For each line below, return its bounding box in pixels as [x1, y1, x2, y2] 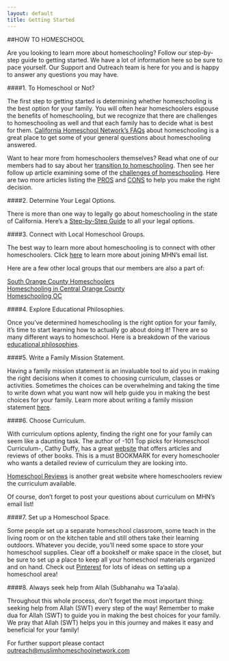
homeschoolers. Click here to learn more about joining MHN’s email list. [7, 251, 208, 259]
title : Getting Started [7, 16, 75, 23]
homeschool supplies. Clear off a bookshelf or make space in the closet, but [7, 548, 222, 556]
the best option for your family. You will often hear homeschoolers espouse [7, 104, 219, 112]
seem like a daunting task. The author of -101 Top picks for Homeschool [7, 436, 210, 445]
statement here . [7, 403, 52, 411]
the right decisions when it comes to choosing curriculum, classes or [7, 374, 202, 382]
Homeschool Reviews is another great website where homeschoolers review [7, 472, 222, 480]
